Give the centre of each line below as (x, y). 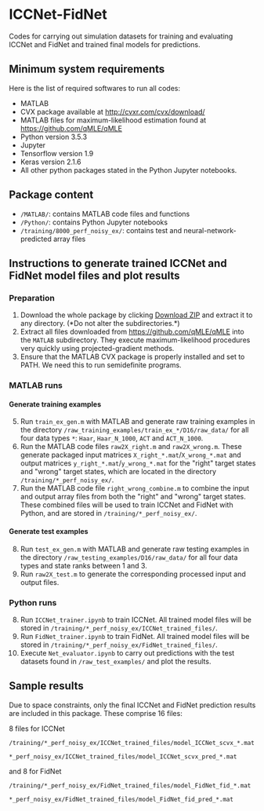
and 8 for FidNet (35, 771)
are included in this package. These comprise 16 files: (96, 713)
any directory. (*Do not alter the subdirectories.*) (100, 323)
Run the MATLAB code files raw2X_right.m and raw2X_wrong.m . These (131, 447)
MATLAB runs (36, 385)
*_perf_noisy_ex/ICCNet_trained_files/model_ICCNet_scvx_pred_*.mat (123, 756)
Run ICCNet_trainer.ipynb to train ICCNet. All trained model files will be (136, 619)
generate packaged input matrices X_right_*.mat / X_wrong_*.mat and (130, 455)
